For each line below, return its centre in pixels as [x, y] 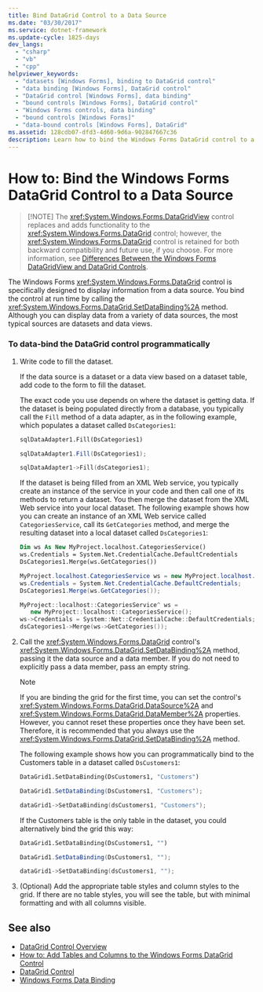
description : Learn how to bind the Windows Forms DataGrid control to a [131, 139]
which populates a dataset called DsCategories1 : [98, 425]
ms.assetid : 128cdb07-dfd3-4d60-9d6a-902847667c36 [93, 132]
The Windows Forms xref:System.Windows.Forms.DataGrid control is [121, 282]
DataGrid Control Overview [63, 946]
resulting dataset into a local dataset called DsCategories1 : [113, 533]
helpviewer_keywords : [44, 74]
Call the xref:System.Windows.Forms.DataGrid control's [110, 642]
